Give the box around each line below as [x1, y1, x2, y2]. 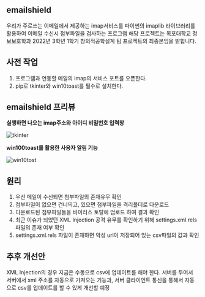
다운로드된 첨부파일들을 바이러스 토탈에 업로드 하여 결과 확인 [15, 209, 160, 216]
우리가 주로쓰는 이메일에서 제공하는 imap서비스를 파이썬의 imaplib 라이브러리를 [6, 21, 196, 29]
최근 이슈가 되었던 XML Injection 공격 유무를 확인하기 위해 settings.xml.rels [15, 216, 197, 223]
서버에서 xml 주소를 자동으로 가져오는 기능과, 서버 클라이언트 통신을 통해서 [6, 276, 184, 284]
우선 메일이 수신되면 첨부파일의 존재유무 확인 [15, 193, 122, 201]
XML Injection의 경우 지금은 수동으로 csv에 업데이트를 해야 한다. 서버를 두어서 [6, 269, 193, 276]
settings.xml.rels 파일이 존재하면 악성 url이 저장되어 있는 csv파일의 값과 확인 [15, 231, 199, 239]
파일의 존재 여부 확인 [15, 224, 65, 231]
